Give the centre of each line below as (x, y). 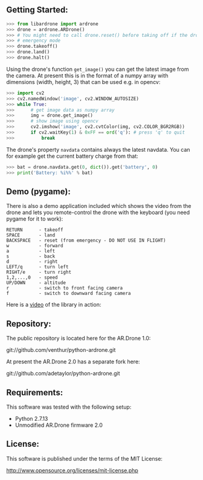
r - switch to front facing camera (64, 288)
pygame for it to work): (35, 219)
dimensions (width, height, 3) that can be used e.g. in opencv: (83, 82)
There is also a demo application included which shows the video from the (99, 206)
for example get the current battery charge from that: (72, 156)
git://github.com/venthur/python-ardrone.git (61, 350)
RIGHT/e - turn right (39, 272)
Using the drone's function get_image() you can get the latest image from (98, 69)
